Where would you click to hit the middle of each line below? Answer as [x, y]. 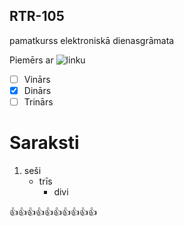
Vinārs [37, 79]
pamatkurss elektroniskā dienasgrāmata [92, 40]
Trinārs [38, 101]
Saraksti [44, 143]
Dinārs [37, 90]
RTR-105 [37, 16]
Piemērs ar [31, 60]
